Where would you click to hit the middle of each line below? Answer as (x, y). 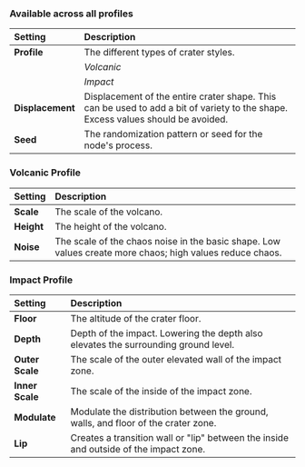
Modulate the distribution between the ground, (170, 412)
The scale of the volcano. (108, 212)
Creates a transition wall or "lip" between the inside (179, 437)
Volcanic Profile (45, 173)
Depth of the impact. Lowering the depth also (167, 333)
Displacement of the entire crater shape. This (180, 96)
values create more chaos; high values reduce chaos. (168, 253)
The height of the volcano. (110, 226)
